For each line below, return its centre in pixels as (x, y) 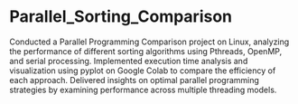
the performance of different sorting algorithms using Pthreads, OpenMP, (146, 51)
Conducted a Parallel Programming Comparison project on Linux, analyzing (149, 42)
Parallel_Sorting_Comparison (121, 17)
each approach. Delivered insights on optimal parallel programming (135, 80)
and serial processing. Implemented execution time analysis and (129, 61)
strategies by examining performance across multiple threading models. (143, 90)
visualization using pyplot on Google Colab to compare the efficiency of (143, 71)
